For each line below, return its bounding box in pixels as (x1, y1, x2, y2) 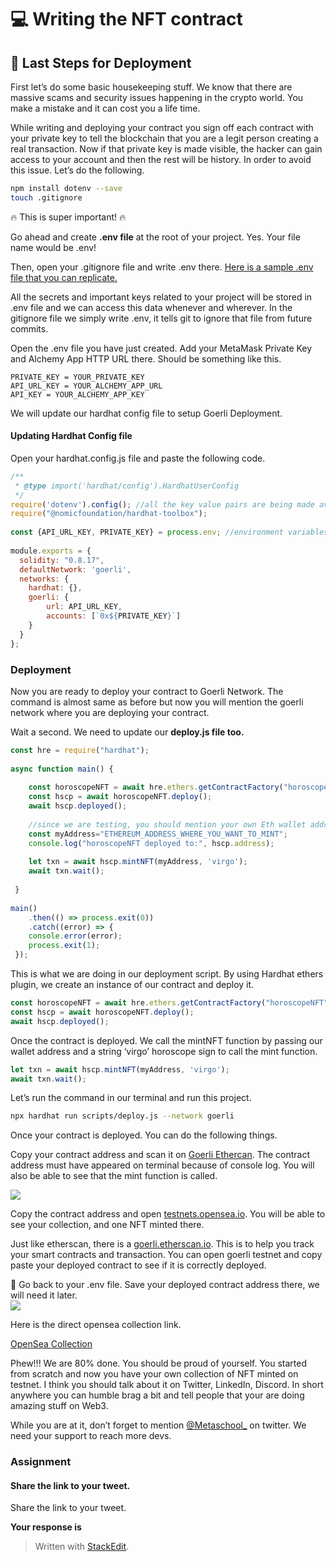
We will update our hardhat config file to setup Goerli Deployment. (10, 407, 283, 419)
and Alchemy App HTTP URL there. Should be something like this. (10, 352, 282, 365)
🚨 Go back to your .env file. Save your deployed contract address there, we (10, 1279, 320, 1291)
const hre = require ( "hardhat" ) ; (10, 745, 150, 755)
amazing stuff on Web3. (10, 1400, 109, 1412)
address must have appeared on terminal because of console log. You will (10, 1159, 315, 1171)
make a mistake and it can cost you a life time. (10, 102, 201, 114)
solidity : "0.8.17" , (19, 555, 105, 565)
